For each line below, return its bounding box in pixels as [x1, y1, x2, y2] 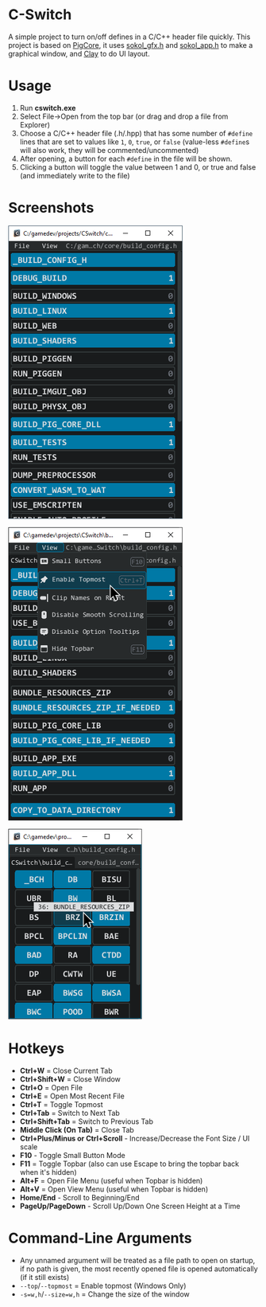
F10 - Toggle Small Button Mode [19, 1150, 125, 1160]
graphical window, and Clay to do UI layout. [8, 49, 150, 58]
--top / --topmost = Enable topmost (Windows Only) [19, 1281, 187, 1290]
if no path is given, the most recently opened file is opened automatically [19, 1264, 258, 1274]
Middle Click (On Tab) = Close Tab [19, 1125, 135, 1134]
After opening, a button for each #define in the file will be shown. [19, 154, 233, 163]
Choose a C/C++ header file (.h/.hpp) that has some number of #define [19, 128, 253, 138]
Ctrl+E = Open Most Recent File [19, 1091, 125, 1101]
